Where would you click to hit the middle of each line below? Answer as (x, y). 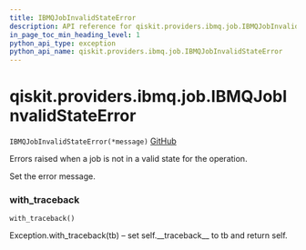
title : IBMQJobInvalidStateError (73, 18)
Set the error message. (52, 176)
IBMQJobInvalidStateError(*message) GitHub (93, 141)
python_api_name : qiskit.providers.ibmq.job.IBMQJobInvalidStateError (146, 52)
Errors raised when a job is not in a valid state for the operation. (128, 159)
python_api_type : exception (63, 43)
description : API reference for (71, 26)
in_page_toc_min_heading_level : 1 (75, 35)
